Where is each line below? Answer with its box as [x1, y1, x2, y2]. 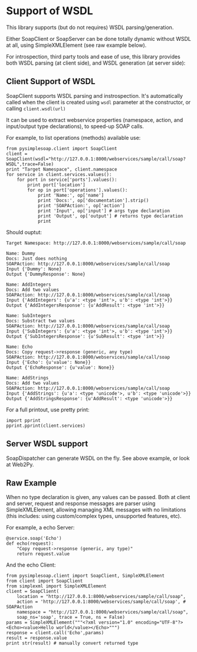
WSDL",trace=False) [6, 161, 54, 167]
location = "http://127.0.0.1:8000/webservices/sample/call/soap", [17, 594, 186, 600]
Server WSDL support [6, 439, 88, 449]
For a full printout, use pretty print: [6, 406, 90, 413]
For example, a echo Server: [6, 524, 75, 531]
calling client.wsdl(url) [6, 105, 66, 112]
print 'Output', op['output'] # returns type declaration [37, 213, 183, 219]
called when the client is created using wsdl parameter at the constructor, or [6, 98, 191, 106]
